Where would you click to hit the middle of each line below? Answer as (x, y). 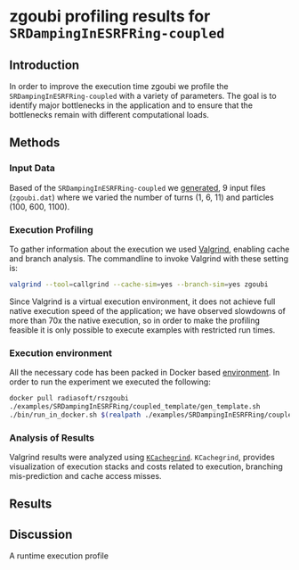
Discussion (41, 534)
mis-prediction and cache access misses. (85, 476)
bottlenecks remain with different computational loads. (109, 115)
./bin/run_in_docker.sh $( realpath (75, 415)
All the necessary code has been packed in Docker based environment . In (145, 373)
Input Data (32, 169)
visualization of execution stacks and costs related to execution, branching (146, 467)
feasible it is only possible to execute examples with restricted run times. (142, 330)
